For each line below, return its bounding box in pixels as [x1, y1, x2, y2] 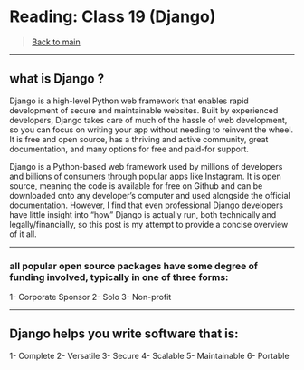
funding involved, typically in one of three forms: [9, 270, 229, 283]
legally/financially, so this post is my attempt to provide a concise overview [9, 219, 289, 229]
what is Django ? [9, 71, 105, 87]
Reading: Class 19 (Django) [9, 6, 216, 27]
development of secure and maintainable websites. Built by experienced [9, 104, 279, 115]
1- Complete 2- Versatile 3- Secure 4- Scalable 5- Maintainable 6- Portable [9, 350, 290, 361]
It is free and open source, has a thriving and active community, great [9, 133, 269, 144]
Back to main [31, 36, 81, 47]
